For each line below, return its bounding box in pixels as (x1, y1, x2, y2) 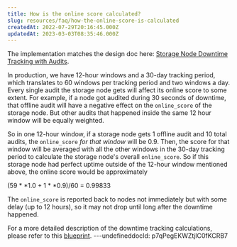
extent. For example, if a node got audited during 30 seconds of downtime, (7, 94, 226, 102)
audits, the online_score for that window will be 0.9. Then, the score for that (7, 138, 230, 146)
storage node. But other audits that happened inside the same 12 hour (7, 109, 211, 117)
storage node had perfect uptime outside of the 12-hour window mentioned (7, 160, 228, 169)
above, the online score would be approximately (7, 168, 148, 176)
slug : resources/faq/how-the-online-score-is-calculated (7, 17, 180, 24)
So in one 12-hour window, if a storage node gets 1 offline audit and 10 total (7, 130, 227, 138)
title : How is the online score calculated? (7, 10, 141, 18)
